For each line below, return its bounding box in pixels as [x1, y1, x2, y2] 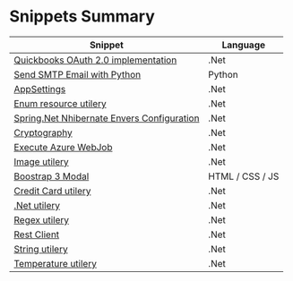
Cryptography [13, 126, 73, 139]
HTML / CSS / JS [208, 170, 280, 183]
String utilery [13, 243, 69, 255]
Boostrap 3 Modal [13, 170, 90, 183]
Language [221, 38, 266, 51]
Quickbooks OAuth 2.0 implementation [13, 54, 177, 66]
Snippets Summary [9, 6, 155, 27]
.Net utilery [13, 199, 61, 211]
